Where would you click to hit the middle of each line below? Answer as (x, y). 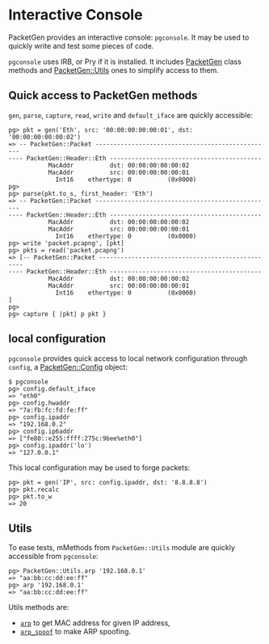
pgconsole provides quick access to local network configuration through (128, 358)
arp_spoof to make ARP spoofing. (76, 632)
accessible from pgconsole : (53, 557)
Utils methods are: (39, 608)
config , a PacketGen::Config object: (68, 366)
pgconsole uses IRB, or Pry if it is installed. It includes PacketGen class (125, 61)
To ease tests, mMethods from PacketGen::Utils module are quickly (122, 548)
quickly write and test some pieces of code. (81, 45)
